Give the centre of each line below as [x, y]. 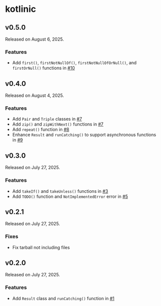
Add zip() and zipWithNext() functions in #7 [58, 124]
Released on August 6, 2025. [35, 39]
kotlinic [20, 9]
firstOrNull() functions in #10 [43, 68]
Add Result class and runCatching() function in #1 [63, 298]
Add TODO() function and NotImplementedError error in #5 [70, 196]
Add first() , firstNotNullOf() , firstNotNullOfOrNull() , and [74, 63]
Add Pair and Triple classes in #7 [47, 119]
